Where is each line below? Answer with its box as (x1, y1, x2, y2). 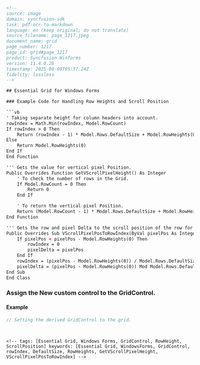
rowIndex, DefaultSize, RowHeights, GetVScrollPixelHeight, (6, 348, 159, 354)
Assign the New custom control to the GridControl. (6, 289, 156, 297)
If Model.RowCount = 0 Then (17, 181, 86, 187)
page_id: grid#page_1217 (6, 50, 68, 55)
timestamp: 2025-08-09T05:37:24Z (6, 66, 89, 72)
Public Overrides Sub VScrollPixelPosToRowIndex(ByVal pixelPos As (6, 230, 177, 236)
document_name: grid (6, 38, 58, 44)
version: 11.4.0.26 (6, 60, 55, 66)
